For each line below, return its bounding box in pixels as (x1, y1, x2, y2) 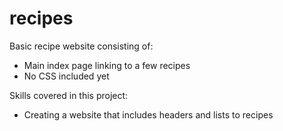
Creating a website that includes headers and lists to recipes (23, 108, 274, 121)
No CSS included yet (23, 70, 110, 82)
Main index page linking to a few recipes (23, 59, 191, 71)
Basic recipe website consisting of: (9, 40, 154, 52)
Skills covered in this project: (9, 89, 129, 101)
